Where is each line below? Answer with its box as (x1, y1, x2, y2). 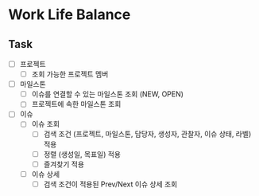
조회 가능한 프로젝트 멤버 (31, 69, 109, 79)
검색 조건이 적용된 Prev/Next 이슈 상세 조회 (43, 179, 178, 189)
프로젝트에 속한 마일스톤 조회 (31, 100, 122, 109)
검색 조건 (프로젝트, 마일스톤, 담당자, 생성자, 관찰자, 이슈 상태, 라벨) (43, 129, 252, 139)
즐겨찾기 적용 (43, 159, 85, 169)
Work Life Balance (8, 6, 131, 24)
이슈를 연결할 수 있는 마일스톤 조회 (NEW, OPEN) (31, 89, 184, 99)
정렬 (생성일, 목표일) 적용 (43, 149, 122, 159)
